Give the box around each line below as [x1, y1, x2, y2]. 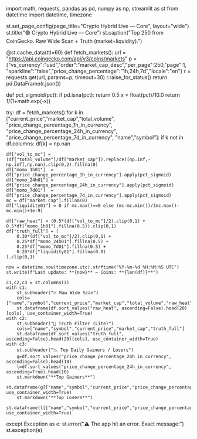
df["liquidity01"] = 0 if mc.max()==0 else [6, 203, 114, 209]
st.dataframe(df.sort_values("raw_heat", [16, 305, 119, 311]
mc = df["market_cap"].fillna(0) [6, 198, 88, 203]
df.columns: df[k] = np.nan [6, 140, 71, 147]
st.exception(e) [6, 427, 43, 433]
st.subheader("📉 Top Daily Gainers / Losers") [16, 347, 134, 353]
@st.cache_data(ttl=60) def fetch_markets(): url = [6, 49, 126, 56]
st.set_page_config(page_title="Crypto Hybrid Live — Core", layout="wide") [6, 23, 189, 29]
